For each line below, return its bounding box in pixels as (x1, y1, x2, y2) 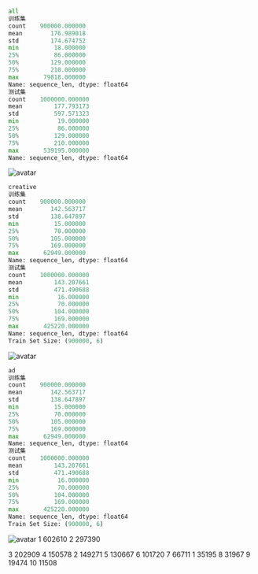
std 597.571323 (8, 110, 90, 118)
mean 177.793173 (8, 102, 90, 110)
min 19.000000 (8, 117, 90, 125)
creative (8, 183, 37, 191)
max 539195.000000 (8, 146, 90, 154)
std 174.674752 (8, 36, 87, 45)
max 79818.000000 (8, 73, 87, 81)
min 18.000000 (8, 44, 87, 52)
